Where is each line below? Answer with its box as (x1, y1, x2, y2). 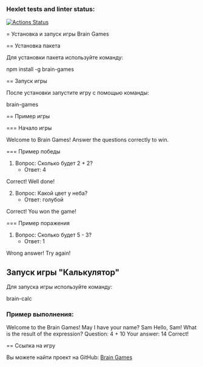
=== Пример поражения (6, 220, 70, 227)
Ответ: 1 (24, 238, 45, 245)
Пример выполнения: (6, 310, 74, 318)
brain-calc (6, 295, 32, 302)
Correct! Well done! (6, 178, 55, 185)
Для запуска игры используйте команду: (6, 283, 113, 291)
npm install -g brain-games (6, 66, 75, 73)
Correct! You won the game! (6, 208, 77, 215)
